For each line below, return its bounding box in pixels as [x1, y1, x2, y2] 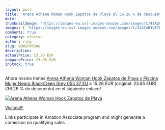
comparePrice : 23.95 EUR [5, 57, 56, 62]
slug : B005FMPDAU [5, 44, 41, 49]
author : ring [5, 39, 32, 44]
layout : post [5, 7, 32, 12]
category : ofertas [5, 35, 43, 40]
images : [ [5, 26, 26, 30]
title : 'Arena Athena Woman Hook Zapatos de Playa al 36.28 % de [5, 12, 141, 17]
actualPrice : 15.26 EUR [5, 52, 54, 58]
